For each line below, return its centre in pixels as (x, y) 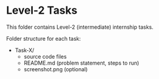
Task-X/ (25, 50)
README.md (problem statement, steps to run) (81, 63)
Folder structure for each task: (44, 38)
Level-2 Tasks (42, 10)
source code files (45, 56)
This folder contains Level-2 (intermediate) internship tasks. (80, 27)
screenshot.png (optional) (56, 69)
